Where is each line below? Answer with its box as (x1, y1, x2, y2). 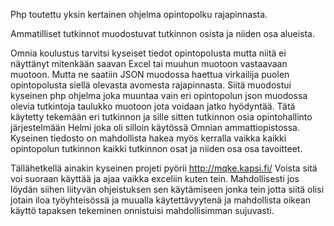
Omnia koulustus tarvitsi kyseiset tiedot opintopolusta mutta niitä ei (10, 47, 287, 59)
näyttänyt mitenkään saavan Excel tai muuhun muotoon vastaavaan (10, 58, 288, 69)
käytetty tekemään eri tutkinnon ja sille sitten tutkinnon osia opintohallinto (10, 111, 313, 123)
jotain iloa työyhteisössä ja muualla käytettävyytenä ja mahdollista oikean (10, 194, 312, 206)
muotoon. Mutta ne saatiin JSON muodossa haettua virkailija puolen (10, 69, 290, 80)
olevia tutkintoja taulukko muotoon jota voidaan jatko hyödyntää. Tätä (10, 100, 296, 112)
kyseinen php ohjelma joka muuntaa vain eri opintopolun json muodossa (10, 90, 308, 101)
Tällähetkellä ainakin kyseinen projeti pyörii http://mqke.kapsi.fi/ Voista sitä (10, 162, 318, 174)
